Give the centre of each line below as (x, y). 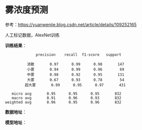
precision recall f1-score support (79, 54)
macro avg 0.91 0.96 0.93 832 (66, 98)
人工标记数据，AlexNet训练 (32, 35)
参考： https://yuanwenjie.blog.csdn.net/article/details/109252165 (71, 25)
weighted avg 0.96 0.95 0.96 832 (63, 102)
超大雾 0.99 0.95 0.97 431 (75, 85)
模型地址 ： (16, 122)
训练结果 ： (16, 45)
